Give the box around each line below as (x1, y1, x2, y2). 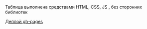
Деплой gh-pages (5, 19, 43, 24)
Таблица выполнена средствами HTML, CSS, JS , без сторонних (5, 4, 143, 10)
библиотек (5, 9, 28, 15)
